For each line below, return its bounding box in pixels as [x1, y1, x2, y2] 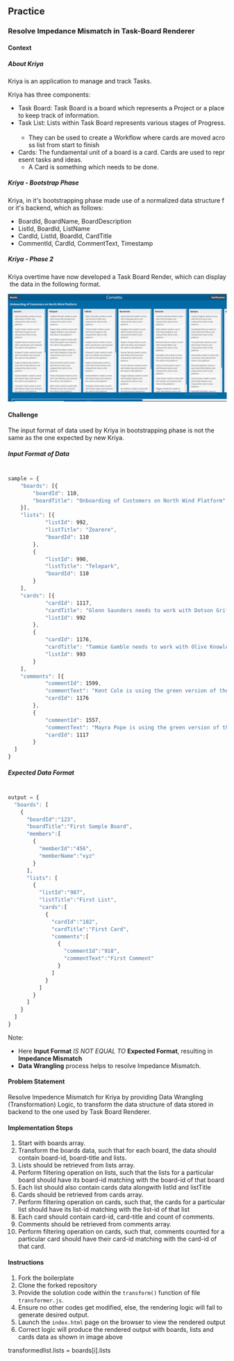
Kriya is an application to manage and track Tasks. [8, 76, 152, 85]
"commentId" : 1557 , [44, 716, 101, 724]
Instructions [8, 1258, 44, 1266]
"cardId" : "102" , [51, 918, 99, 925]
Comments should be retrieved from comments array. [17, 1220, 172, 1228]
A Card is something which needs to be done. [28, 162, 159, 171]
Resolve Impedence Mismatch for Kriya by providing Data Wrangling [8, 1093, 203, 1101]
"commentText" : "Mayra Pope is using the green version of [44, 724, 219, 731]
